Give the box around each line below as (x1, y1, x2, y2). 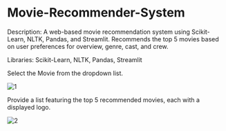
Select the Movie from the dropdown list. (7, 69, 123, 77)
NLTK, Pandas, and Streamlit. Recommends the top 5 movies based (26, 34, 219, 43)
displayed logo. (7, 103, 51, 111)
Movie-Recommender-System (7, 5, 185, 21)
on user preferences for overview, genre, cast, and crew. (7, 42, 169, 50)
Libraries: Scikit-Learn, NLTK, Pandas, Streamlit (7, 55, 143, 63)
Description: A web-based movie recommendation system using (7, 28, 190, 36)
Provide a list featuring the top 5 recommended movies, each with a (7, 95, 200, 104)
